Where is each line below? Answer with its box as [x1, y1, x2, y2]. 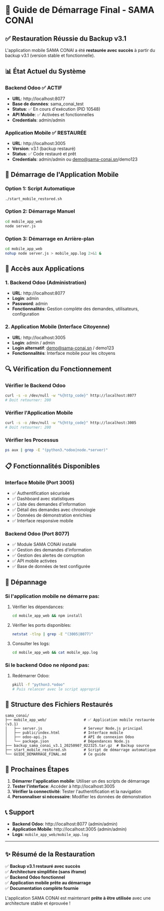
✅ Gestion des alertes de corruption [12, 552, 85, 558]
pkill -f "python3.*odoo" [12, 682, 65, 687]
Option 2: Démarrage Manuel [5, 208, 76, 215]
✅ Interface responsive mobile [12, 517, 74, 523]
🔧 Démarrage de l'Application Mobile [5, 171, 119, 179]
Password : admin [12, 301, 48, 307]
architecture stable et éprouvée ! [5, 900, 71, 906]
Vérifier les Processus [5, 437, 59, 443]
